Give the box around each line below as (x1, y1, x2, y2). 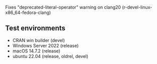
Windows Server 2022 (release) (12, 42, 79, 48)
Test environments (5, 24, 65, 32)
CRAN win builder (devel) (12, 37, 65, 43)
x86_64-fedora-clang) (5, 9, 51, 15)
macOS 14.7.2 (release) (12, 47, 60, 54)
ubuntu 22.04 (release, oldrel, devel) (12, 53, 89, 59)
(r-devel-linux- (122, 4, 152, 10)
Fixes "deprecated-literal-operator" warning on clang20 (5, 4, 121, 10)
